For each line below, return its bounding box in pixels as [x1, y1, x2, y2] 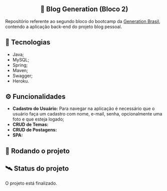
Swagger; [12, 72, 33, 78]
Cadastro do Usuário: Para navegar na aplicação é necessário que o [12, 105, 155, 111]
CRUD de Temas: [12, 121, 49, 127]
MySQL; [12, 56, 30, 62]
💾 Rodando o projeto [5, 146, 70, 155]
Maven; [12, 67, 29, 73]
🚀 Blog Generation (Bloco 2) [40, 5, 128, 13]
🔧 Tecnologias [5, 38, 51, 46]
